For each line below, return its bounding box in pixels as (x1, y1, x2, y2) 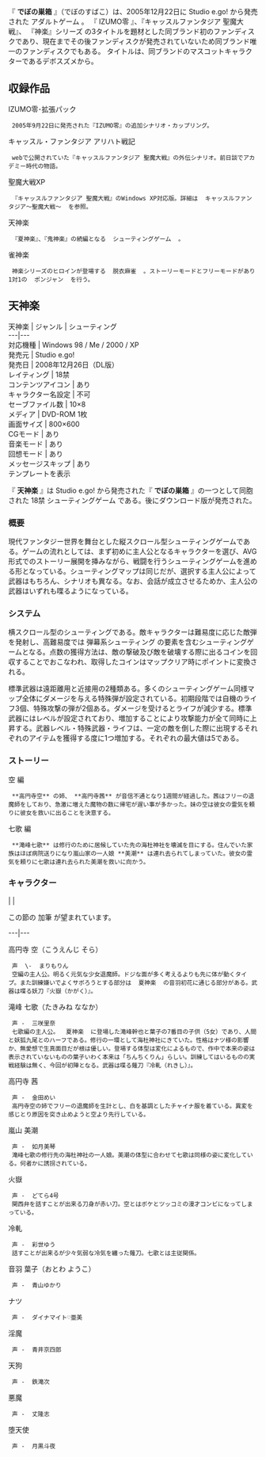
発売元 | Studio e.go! (8, 349, 75, 359)
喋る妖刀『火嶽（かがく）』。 (19, 987, 97, 995)
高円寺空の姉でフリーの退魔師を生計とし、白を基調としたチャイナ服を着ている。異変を (11, 1102, 253, 1110)
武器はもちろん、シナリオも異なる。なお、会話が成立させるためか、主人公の (8, 576, 258, 585)
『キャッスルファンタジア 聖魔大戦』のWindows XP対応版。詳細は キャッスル (11, 194, 235, 202)
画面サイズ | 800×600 (8, 419, 81, 429)
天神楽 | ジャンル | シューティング (8, 322, 117, 331)
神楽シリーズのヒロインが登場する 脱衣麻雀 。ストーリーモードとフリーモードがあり (11, 267, 256, 275)
